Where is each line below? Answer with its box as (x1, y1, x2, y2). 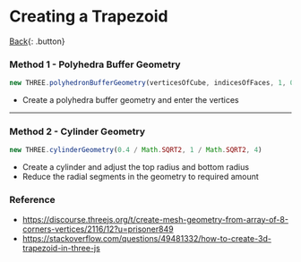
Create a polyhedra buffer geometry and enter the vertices (21, 95, 239, 106)
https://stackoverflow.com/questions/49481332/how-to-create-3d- (21, 232, 271, 243)
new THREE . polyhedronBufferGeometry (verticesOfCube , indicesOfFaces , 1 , (9, 79, 287, 88)
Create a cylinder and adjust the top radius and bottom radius (21, 162, 249, 173)
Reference (9, 194, 56, 207)
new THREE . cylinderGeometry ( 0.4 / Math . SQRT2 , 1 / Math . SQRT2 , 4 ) (9, 146, 262, 155)
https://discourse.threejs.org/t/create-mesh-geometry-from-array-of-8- (21, 214, 289, 224)
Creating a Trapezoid (9, 6, 168, 27)
